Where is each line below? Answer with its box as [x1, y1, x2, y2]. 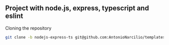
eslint [5, 12, 24, 20]
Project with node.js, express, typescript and [5, 4, 149, 12]
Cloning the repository [5, 25, 52, 31]
